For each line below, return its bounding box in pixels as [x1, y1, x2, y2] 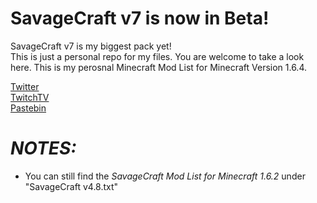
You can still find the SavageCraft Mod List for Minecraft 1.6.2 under [24, 170, 306, 182]
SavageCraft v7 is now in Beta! [10, 7, 270, 30]
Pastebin [10, 102, 47, 114]
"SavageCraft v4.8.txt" [24, 180, 119, 192]
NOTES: [10, 137, 77, 160]
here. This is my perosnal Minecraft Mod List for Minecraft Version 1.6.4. [10, 61, 308, 73]
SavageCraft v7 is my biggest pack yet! [10, 40, 172, 52]
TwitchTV [10, 91, 50, 103]
